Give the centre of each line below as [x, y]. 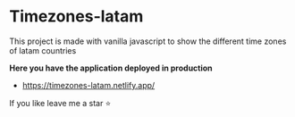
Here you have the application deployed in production [111, 68]
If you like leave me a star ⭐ [60, 103]
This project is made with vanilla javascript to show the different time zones [148, 41]
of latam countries [43, 50]
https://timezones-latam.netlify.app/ [88, 85]
